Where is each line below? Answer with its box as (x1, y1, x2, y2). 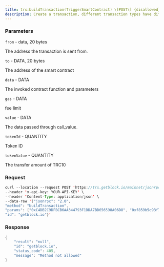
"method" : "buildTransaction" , (5, 203, 69, 208)
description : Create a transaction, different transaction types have (5, 12, 152, 17)
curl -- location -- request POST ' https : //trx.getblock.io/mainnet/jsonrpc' (5, 185, 163, 190)
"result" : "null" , (14, 240, 51, 245)
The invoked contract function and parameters (5, 86, 99, 92)
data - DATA (5, 77, 29, 82)
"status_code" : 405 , (14, 248, 56, 254)
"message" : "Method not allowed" (14, 253, 82, 258)
